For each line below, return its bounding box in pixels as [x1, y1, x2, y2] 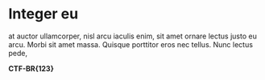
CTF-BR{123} [8, 63, 54, 73]
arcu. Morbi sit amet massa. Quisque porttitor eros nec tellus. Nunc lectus [8, 39, 254, 49]
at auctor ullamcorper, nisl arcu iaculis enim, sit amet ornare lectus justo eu [8, 31, 258, 41]
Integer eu [8, 5, 79, 23]
